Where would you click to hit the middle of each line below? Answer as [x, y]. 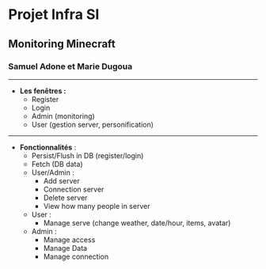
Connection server [74, 189]
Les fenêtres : [43, 91]
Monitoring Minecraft [62, 44]
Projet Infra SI [54, 15]
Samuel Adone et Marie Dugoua [70, 66]
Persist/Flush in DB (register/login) [87, 155]
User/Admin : [53, 172]
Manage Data [65, 248]
